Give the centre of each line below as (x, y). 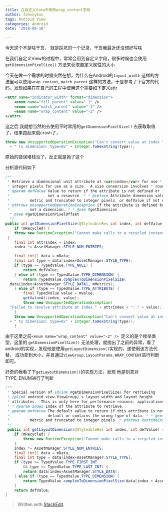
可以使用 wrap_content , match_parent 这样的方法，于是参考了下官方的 (84, 82)
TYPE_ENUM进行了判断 (29, 378)
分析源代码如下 (20, 167)
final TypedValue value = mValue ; (59, 293)
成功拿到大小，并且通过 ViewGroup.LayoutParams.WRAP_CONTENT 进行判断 (87, 355)
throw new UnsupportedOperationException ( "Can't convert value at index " (85, 142)
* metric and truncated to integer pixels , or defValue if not (83, 200)
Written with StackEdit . (41, 504)
